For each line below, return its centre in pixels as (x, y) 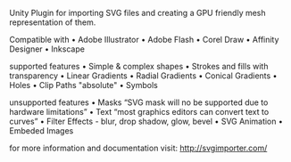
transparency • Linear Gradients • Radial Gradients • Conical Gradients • (143, 76)
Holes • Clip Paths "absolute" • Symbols (83, 85)
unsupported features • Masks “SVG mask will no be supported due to (139, 102)
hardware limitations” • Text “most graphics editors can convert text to (139, 112)
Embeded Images (42, 131)
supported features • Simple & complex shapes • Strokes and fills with (139, 66)
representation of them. (53, 22)
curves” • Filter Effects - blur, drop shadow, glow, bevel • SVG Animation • (146, 121)
